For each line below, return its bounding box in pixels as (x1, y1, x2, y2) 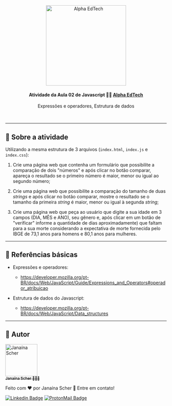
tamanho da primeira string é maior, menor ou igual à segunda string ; (12, 199, 159, 205)
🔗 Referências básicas (5, 250, 78, 259)
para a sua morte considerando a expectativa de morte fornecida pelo (12, 226, 161, 232)
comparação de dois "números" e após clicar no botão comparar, (12, 167, 152, 174)
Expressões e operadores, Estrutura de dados (37, 103, 135, 109)
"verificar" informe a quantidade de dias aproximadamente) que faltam (12, 220, 162, 226)
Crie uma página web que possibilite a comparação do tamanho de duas (12, 188, 166, 194)
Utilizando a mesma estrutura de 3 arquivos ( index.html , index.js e (5, 146, 148, 153)
